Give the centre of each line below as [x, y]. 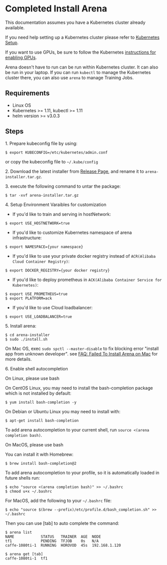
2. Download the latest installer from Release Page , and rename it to [75, 171]
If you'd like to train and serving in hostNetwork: [62, 214]
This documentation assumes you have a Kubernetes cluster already [75, 22]
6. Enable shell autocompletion [37, 368]
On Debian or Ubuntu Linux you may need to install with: [63, 411]
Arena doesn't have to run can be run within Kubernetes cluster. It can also [82, 67]
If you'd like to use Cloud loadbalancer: [52, 307]
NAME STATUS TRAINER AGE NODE [53, 537]
